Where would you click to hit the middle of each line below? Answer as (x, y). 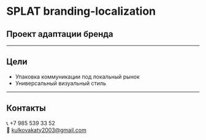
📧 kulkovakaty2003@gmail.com (47, 130)
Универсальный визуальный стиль (60, 83)
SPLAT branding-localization (81, 11)
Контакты (26, 108)
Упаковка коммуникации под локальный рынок (77, 76)
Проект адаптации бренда (60, 34)
